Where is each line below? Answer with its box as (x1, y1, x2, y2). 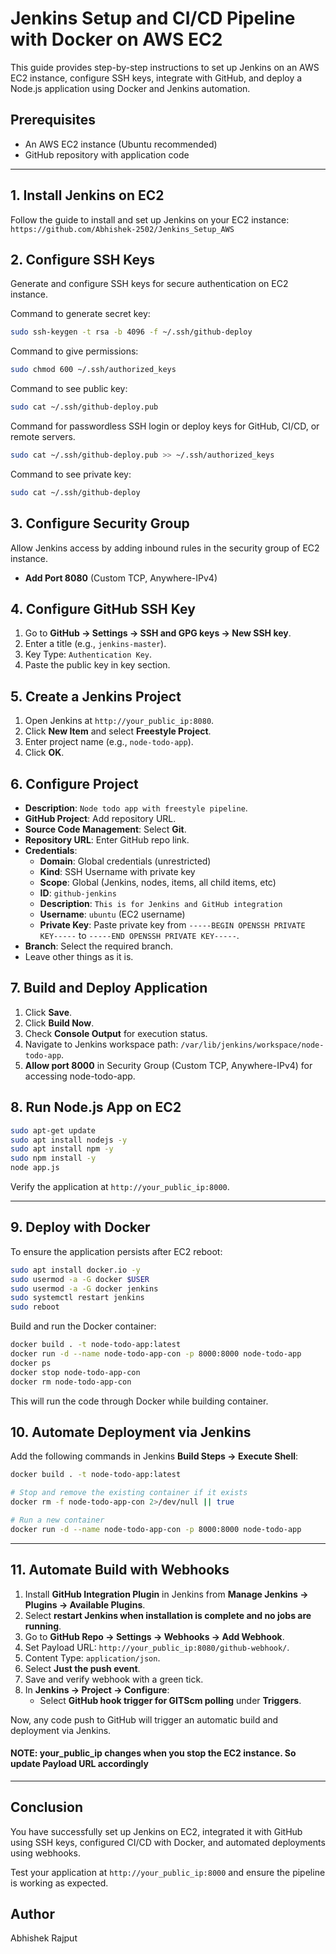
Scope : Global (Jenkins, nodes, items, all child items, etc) (39, 877, 277, 888)
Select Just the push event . (24, 1662, 141, 1674)
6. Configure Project (10, 775, 139, 792)
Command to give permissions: (10, 345, 139, 357)
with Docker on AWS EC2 (10, 28, 223, 51)
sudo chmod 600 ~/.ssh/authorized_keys (10, 365, 177, 375)
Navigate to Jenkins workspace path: (24, 1038, 179, 1050)
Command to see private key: (10, 468, 132, 480)
